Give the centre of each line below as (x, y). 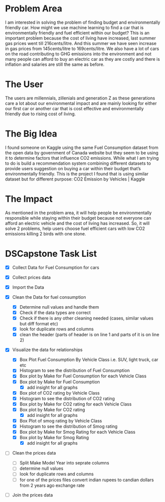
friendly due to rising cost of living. (41, 114)
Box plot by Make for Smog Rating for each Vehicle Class (77, 432)
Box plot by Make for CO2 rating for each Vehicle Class (76, 404)
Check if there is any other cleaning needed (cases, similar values (86, 318)
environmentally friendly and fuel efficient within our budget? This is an (77, 33)
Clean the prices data (34, 453)
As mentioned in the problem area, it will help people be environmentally (78, 213)
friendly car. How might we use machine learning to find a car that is (74, 27)
